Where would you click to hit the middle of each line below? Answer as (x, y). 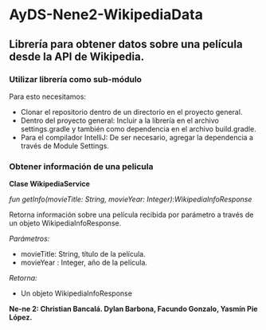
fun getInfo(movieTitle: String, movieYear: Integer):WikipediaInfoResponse (131, 199)
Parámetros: (29, 239)
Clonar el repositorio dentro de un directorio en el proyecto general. (131, 112)
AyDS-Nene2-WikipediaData (106, 15)
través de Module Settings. (65, 146)
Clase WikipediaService (50, 184)
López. (21, 317)
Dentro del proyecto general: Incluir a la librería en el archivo (120, 120)
